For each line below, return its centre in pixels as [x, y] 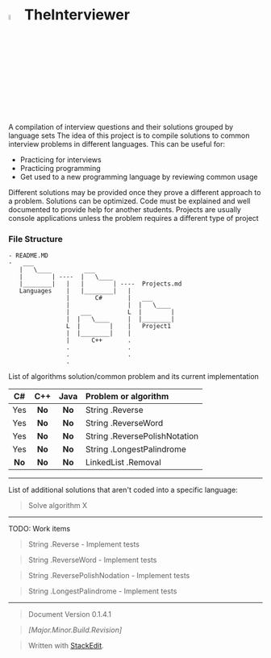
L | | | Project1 [119, 327]
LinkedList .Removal [123, 463]
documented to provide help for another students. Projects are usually [125, 210]
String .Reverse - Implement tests [83, 544]
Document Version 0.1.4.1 [69, 614]
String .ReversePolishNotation [142, 436]
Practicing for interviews [61, 160]
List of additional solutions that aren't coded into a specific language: [123, 490]
